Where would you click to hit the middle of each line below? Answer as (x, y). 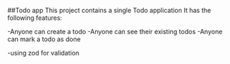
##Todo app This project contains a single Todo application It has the (109, 10)
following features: (35, 18)
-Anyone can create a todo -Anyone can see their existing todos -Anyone (115, 32)
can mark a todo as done (44, 39)
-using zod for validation (44, 53)
